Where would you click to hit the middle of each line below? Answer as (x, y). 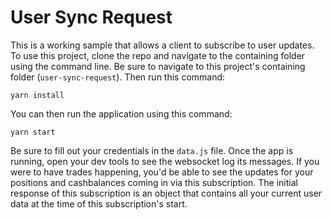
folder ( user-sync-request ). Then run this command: (118, 77)
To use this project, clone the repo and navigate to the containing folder (158, 55)
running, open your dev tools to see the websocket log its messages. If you (165, 161)
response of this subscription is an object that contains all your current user (166, 193)
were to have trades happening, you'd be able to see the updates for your (162, 172)
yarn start (33, 132)
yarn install (37, 95)
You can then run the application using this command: (121, 113)
